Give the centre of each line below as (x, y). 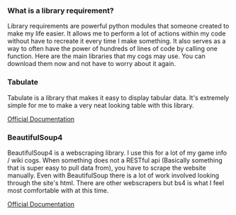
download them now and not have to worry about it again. (91, 64)
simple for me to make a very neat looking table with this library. (101, 105)
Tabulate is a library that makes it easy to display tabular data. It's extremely (118, 97)
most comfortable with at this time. (58, 190)
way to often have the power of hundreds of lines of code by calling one (113, 49)
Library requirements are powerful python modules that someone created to (118, 26)
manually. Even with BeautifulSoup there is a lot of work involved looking (113, 175)
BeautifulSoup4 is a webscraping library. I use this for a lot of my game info (117, 153)
